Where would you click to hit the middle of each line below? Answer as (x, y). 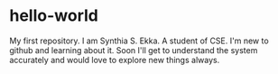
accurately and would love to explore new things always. (115, 60)
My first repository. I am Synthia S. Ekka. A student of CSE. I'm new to (139, 41)
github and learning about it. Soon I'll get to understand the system (134, 50)
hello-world (54, 16)
